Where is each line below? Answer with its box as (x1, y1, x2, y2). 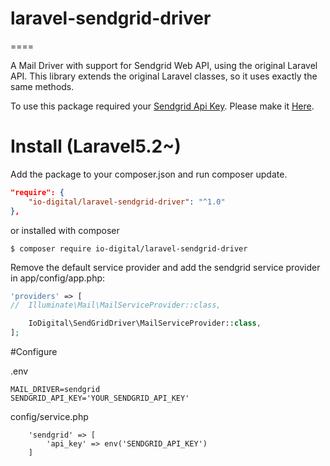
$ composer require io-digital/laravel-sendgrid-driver (10, 243, 248, 254)
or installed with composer (10, 224, 120, 236)
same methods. (10, 80, 75, 92)
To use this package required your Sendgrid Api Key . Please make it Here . (10, 100, 315, 112)
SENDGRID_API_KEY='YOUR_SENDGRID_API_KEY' (10, 393, 190, 403)
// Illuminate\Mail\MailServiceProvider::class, (10, 300, 222, 311)
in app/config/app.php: (10, 272, 106, 284)
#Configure (10, 346, 58, 357)
